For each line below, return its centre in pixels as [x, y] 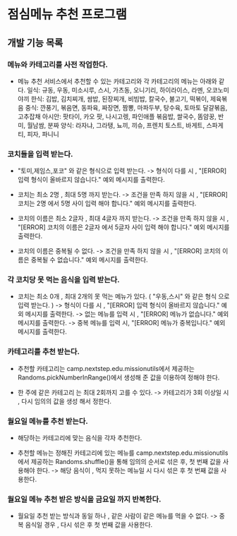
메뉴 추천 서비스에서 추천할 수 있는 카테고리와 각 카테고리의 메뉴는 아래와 [117, 81]
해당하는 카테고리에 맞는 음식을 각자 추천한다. [80, 438]
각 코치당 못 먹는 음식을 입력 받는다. [63, 280]
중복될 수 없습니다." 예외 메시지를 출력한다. [89, 260]
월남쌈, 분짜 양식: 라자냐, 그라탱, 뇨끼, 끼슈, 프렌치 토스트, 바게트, [116, 125]
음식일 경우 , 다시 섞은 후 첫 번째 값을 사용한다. [89, 525]
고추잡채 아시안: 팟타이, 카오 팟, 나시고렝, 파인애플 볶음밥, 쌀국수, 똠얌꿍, [117, 116]
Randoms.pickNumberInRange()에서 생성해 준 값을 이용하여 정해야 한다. [119, 377]
